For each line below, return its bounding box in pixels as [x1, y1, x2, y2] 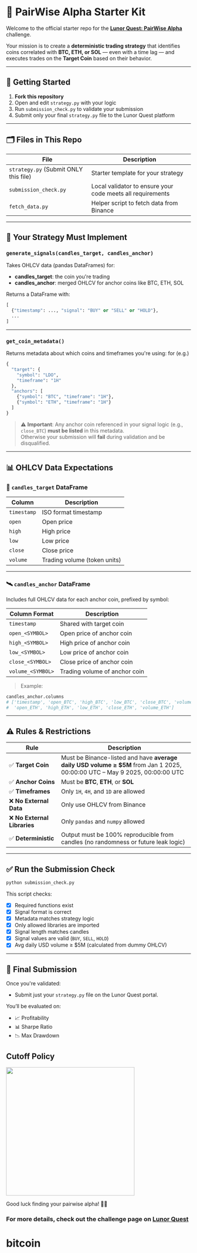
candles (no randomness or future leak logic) [60, 838, 186, 846]
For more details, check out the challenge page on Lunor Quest [6, 1215, 189, 1223]
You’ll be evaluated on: [6, 1003, 62, 1010]
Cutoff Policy [6, 1051, 55, 1061]
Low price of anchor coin [59, 648, 129, 656]
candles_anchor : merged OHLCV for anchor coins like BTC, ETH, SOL [14, 279, 184, 286]
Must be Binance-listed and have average [60, 754, 178, 762]
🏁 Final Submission [6, 964, 77, 974]
